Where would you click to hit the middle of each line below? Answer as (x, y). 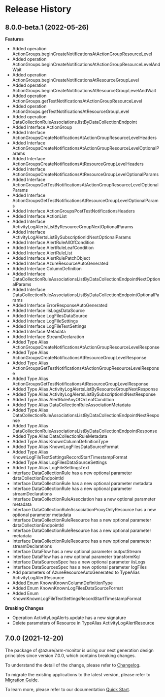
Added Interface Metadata (39, 331)
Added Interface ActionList (39, 216)
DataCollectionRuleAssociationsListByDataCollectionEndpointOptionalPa (86, 295)
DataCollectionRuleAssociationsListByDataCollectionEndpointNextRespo (86, 415)
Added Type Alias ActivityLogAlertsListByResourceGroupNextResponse (85, 389)
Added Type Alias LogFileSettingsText (51, 468)
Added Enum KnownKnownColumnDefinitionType (63, 583)
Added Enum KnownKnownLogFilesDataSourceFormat (67, 588)
